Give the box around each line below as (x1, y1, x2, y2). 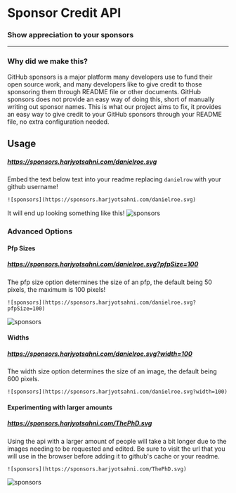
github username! (7, 183, 58, 191)
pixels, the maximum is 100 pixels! (7, 285, 106, 293)
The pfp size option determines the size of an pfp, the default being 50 (7, 278, 213, 286)
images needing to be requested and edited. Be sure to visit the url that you (7, 444, 225, 453)
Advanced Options (7, 226, 72, 236)
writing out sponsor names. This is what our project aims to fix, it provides (7, 102, 222, 110)
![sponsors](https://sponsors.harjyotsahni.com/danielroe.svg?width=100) (7, 388, 228, 395)
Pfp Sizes (7, 244, 36, 252)
